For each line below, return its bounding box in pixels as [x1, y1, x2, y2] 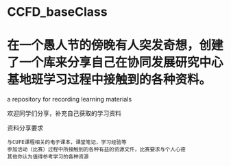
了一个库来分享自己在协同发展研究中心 [7, 55, 224, 71]
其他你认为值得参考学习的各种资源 [7, 154, 89, 161]
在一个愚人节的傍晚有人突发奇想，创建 [7, 38, 224, 54]
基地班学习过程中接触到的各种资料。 [7, 72, 212, 88]
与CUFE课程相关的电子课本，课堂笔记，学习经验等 [7, 139, 127, 146]
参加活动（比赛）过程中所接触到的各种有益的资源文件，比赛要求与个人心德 [7, 146, 186, 153]
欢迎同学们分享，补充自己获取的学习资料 [7, 109, 121, 117]
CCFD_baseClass [7, 4, 108, 20]
